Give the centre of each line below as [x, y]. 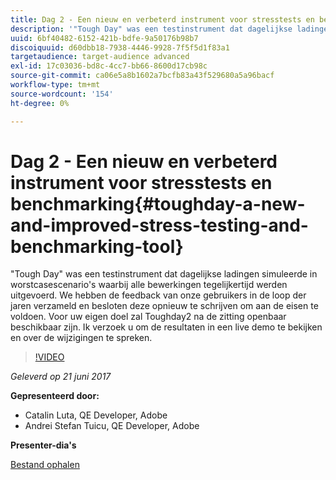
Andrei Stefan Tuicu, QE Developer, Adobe [112, 426]
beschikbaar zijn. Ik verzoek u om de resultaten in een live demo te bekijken [166, 327]
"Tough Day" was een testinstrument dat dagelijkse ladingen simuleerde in [164, 274]
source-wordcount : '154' [62, 94]
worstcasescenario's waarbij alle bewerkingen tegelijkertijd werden [149, 285]
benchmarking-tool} [97, 246]
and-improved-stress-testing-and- [159, 225]
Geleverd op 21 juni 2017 [61, 377]
